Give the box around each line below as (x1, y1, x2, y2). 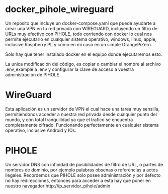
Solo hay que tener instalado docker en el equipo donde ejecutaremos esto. (5, 51, 162, 57)
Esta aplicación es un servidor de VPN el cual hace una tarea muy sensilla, (5, 106, 160, 112)
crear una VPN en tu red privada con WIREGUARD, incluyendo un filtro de (5, 25, 158, 31)
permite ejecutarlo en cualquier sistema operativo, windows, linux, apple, (5, 36, 157, 42)
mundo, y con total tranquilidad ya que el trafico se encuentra (5, 117, 133, 123)
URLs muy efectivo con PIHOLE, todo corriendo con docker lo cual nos (5, 31, 152, 37)
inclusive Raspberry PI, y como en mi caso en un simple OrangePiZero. (5, 41, 152, 47)
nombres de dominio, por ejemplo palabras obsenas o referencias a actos (5, 167, 158, 173)
